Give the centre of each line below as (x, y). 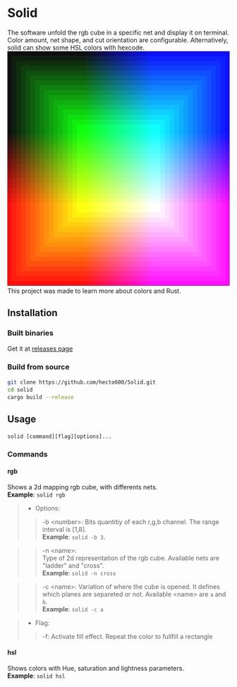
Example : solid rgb (36, 494)
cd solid (20, 389)
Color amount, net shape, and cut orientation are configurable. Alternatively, (118, 39)
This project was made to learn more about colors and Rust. (94, 291)
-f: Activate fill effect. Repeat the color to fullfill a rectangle (127, 636)
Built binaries (31, 333)
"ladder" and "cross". (73, 565)
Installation (32, 313)
